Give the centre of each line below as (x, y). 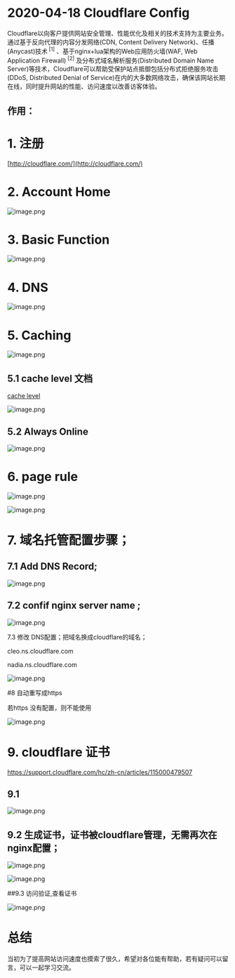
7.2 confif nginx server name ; (74, 606)
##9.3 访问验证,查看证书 (42, 894)
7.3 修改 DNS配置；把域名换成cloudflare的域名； (77, 637)
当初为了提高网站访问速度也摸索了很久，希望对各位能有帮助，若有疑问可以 (115, 959)
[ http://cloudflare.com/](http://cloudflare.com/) (75, 164)
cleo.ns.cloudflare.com (40, 651)
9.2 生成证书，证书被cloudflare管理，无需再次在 (112, 834)
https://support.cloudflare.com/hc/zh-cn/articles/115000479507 (100, 772)
